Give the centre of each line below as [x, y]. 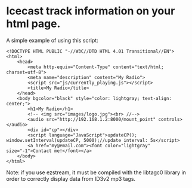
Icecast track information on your [91, 11]
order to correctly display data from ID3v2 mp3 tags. [71, 178]
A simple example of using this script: [52, 40]
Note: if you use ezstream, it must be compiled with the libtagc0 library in [96, 172]
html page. [33, 24]
